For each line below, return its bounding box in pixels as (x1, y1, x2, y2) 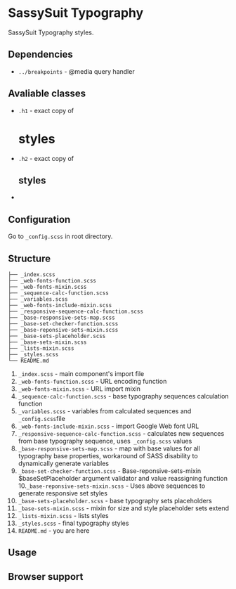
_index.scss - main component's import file (18, 369, 145, 377)
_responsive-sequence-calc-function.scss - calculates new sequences (18, 429, 225, 437)
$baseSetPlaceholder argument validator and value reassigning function (18, 474, 228, 482)
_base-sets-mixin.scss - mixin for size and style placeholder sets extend (18, 504, 229, 512)
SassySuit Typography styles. (8, 28, 94, 37)
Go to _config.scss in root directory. (8, 232, 113, 240)
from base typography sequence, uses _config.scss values (18, 436, 192, 445)
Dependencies (8, 48, 73, 60)
